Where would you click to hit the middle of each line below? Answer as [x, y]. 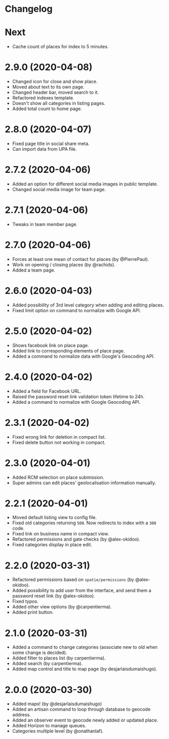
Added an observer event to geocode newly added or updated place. [85, 720]
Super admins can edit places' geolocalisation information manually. [84, 483]
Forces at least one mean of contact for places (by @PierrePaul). [81, 259]
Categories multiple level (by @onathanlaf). [58, 731]
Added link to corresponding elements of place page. [68, 351]
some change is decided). [40, 653]
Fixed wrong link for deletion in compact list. [59, 437]
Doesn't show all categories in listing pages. [59, 104]
